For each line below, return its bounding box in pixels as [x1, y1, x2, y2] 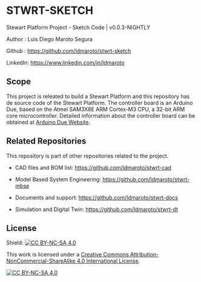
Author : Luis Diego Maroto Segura [6, 35, 93, 42]
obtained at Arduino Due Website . [6, 118, 91, 126]
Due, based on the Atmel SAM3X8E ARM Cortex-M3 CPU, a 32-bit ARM [6, 106, 185, 113]
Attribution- [130, 251, 159, 258]
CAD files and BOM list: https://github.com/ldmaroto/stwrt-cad [15, 164, 171, 171]
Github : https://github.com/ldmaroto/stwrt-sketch [6, 47, 131, 55]
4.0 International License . [76, 257, 140, 264]
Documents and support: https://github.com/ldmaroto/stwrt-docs [15, 193, 179, 201]
